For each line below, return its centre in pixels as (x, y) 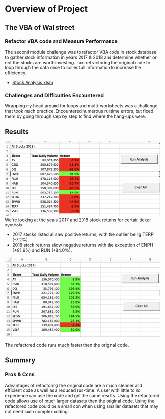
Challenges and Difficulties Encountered (55, 95)
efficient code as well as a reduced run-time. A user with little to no (73, 390)
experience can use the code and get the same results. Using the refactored (82, 395)
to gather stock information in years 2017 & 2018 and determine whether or (81, 57)
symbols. (14, 225)
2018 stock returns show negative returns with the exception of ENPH (83, 245)
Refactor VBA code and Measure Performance (61, 41)
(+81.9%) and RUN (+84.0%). (42, 250)
